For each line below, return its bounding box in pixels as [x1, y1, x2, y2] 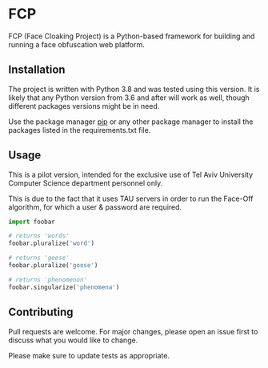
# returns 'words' [8, 232, 70, 240]
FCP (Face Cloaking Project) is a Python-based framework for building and [8, 31, 255, 41]
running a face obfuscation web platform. [8, 39, 146, 49]
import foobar [8, 218, 56, 226]
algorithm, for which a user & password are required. [8, 202, 182, 212]
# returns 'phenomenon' [8, 275, 88, 284]
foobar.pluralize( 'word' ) [8, 239, 94, 248]
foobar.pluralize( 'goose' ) [8, 262, 98, 270]
